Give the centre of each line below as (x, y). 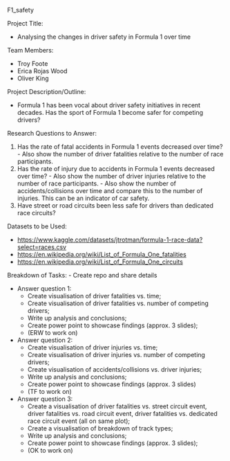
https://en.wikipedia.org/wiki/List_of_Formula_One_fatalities (102, 254)
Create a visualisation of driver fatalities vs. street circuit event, (117, 406)
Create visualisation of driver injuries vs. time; (93, 347)
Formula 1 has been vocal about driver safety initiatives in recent (109, 105)
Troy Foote (32, 64)
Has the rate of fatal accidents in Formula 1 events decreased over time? (120, 147)
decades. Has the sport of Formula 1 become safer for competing (110, 112)
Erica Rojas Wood (42, 71)
